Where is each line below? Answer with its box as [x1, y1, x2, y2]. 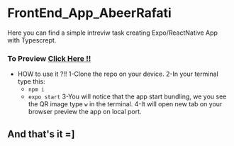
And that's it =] [7, 128, 75, 140]
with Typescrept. [7, 35, 57, 44]
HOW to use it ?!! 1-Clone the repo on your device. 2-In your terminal [17, 69, 218, 79]
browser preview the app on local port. [28, 108, 142, 116]
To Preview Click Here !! [7, 53, 91, 63]
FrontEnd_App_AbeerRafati [7, 5, 172, 21]
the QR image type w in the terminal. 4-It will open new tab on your [28, 100, 223, 108]
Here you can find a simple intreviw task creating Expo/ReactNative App [7, 28, 218, 37]
